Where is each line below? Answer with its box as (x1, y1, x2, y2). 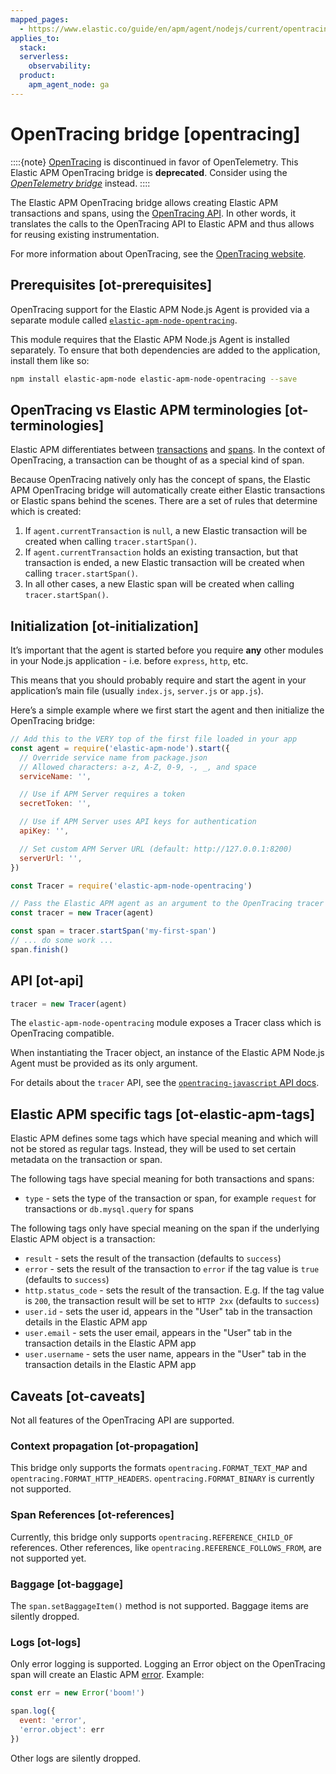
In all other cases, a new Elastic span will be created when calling (24, 578, 295, 590)
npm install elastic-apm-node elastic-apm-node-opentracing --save (10, 374, 298, 384)
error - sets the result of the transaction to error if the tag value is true (24, 1263, 320, 1275)
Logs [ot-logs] (10, 1635, 82, 1649)
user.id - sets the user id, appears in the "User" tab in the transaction (24, 1306, 313, 1318)
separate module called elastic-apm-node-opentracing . (10, 314, 238, 326)
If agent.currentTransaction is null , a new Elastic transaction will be (24, 525, 308, 537)
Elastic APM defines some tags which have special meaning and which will (10, 1132, 318, 1145)
